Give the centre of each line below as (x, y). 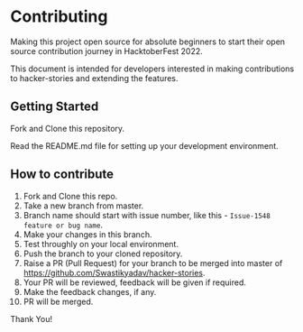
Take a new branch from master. (83, 206)
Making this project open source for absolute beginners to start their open (148, 41)
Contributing (59, 17)
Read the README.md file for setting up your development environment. (144, 145)
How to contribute (62, 175)
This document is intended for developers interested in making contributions (152, 69)
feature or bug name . (63, 225)
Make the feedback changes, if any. (90, 291)
